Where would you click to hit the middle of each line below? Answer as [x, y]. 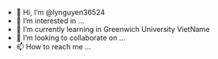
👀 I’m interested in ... [50, 21]
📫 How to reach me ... [53, 47]
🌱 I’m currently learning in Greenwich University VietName [113, 29]
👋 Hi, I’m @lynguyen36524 [61, 12]
